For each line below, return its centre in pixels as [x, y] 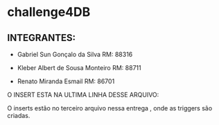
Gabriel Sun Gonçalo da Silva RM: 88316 [75, 54]
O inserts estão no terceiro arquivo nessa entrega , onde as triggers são [110, 108]
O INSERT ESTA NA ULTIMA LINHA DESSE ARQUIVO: [83, 95]
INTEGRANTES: [42, 38]
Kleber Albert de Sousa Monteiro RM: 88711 [79, 68]
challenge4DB [49, 12]
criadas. [19, 116]
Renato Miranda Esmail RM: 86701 [66, 81]
